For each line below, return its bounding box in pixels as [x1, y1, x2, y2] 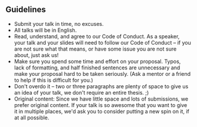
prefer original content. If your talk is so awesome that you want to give [14, 101, 188, 108]
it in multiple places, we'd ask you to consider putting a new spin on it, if [14, 108, 189, 115]
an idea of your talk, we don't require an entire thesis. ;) [14, 89, 149, 96]
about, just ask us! [14, 51, 59, 58]
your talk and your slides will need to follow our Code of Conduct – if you [14, 39, 191, 46]
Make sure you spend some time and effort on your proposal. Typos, [14, 58, 181, 65]
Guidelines [5, 5, 46, 15]
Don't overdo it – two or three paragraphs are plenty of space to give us [14, 82, 189, 90]
